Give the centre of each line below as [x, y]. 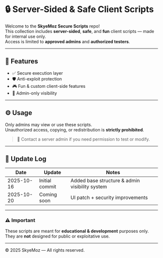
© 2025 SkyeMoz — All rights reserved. [45, 250]
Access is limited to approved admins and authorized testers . [67, 41]
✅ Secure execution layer [37, 73]
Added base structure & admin [105, 181]
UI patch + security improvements [109, 198]
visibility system [89, 187]
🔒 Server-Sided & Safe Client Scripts [80, 9]
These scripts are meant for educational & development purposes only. [77, 231]
